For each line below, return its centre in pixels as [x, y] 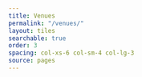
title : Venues [32, 16]
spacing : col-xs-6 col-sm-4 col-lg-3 [71, 53]
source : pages [32, 61]
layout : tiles [32, 30]
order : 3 [23, 46]
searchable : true [37, 38]
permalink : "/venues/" [46, 23]
